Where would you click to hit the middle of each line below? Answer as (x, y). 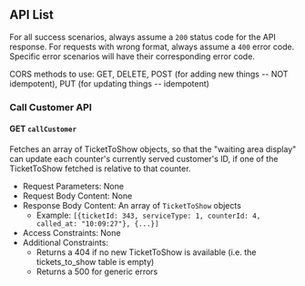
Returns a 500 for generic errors (97, 271)
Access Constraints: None (71, 232)
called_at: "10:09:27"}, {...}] (97, 224)
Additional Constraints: (66, 242)
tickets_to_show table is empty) (95, 261)
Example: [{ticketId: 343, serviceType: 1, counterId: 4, (148, 215)
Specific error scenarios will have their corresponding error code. (132, 56)
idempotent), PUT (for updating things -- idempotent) (109, 83)
